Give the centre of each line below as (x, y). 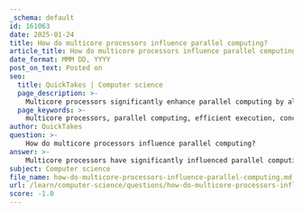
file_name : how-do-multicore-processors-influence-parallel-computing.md (151, 177)
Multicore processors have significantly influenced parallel (145, 160)
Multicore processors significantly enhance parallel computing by (155, 101)
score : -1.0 (32, 194)
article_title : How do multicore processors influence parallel (133, 51)
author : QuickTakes (46, 127)
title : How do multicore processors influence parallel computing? (139, 43)
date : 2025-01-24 (42, 34)
